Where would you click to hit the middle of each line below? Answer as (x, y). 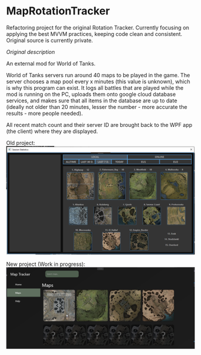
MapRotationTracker (58, 11)
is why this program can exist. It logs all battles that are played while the (95, 87)
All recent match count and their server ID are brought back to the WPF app (99, 125)
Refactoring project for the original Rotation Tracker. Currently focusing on (98, 28)
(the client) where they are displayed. (52, 131)
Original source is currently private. (50, 40)
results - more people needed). (45, 113)
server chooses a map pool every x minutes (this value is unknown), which (98, 81)
